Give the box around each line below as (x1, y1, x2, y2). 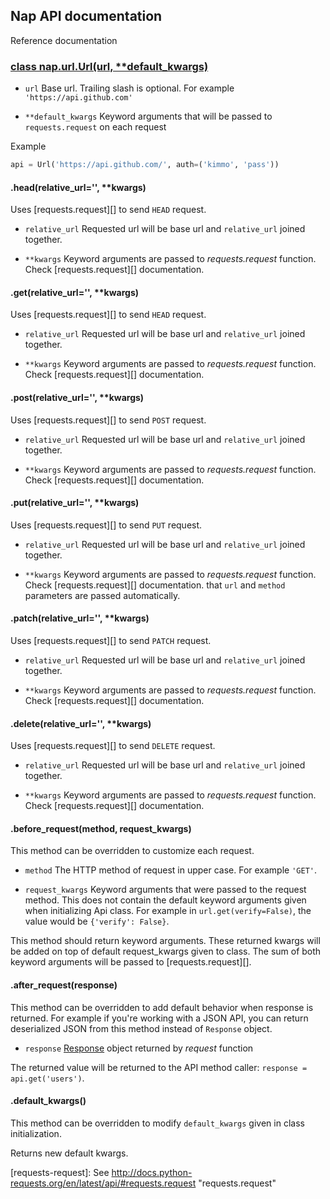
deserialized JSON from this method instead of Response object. (10, 1022, 273, 1034)
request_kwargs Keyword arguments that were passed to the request (24, 884, 307, 896)
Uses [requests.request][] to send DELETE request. (10, 740, 216, 752)
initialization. (10, 1127, 62, 1139)
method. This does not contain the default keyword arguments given (24, 894, 307, 906)
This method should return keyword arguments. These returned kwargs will (10, 935, 321, 947)
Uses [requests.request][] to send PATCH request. (10, 635, 212, 646)
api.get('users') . (10, 1072, 85, 1084)
